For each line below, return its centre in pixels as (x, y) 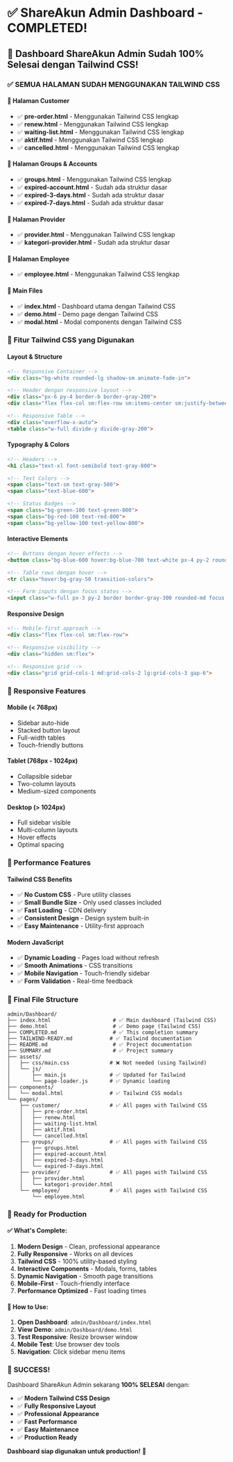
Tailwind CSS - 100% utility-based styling (77, 1261)
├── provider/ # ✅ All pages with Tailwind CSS (114, 1172)
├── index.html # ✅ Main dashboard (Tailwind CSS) (112, 1020)
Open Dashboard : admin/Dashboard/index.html (84, 1322)
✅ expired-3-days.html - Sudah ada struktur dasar (90, 195)
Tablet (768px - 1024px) (43, 761)
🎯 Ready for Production (47, 1214)
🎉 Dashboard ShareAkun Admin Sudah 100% (106, 54)
